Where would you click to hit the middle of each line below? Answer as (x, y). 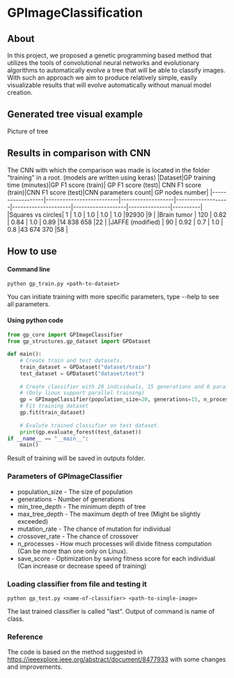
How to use (32, 252)
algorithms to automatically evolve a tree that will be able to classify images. (116, 70)
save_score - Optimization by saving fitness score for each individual (116, 558)
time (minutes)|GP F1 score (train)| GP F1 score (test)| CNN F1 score (104, 185)
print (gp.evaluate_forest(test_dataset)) (80, 432)
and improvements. (35, 667)
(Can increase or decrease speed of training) (82, 566)
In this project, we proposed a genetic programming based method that (110, 55)
